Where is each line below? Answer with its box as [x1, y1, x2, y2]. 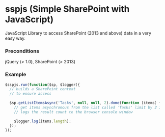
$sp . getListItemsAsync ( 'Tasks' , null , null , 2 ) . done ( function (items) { [9, 101, 162, 106]
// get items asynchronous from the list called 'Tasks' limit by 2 [14, 105, 157, 110]
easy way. [5, 35, 26, 41]
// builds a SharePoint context [9, 87, 76, 92]
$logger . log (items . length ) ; [14, 119, 71, 124]
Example [5, 71, 27, 78]
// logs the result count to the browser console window [14, 110, 133, 114]
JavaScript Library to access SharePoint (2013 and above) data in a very [5, 30, 151, 36]
